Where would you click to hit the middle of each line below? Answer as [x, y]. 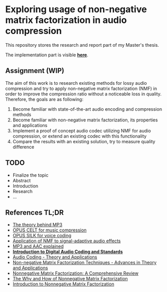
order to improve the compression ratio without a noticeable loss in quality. [83, 94]
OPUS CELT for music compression [49, 230]
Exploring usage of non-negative [76, 9]
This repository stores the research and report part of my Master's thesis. [82, 45]
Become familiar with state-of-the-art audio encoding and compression [87, 109]
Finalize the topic [30, 175]
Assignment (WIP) [35, 71]
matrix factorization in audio [66, 20]
